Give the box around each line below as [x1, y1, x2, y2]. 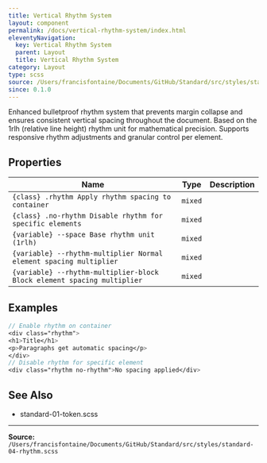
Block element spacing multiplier [12, 276, 143, 285]
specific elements [12, 219, 82, 229]
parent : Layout [15, 48, 66, 56]
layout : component [8, 19, 69, 27]
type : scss [8, 71, 44, 79]
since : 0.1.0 [8, 85, 52, 94]
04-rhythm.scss [8, 447, 59, 455]
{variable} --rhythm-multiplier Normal [12, 249, 163, 258]
